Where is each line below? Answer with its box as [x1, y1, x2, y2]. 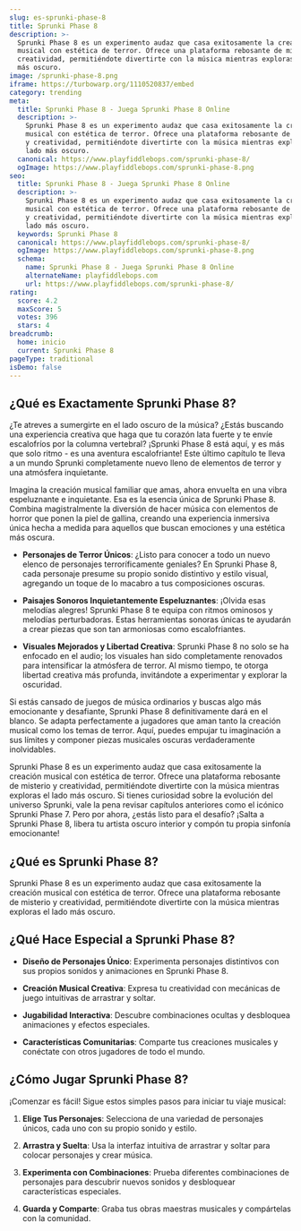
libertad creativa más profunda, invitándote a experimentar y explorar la [21, 670, 288, 680]
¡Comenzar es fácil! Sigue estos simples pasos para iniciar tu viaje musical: [9, 1096, 287, 1107]
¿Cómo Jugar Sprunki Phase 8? [9, 1072, 189, 1088]
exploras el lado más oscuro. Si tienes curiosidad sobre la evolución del [9, 790, 273, 801]
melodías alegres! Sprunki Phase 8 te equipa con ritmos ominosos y [21, 605, 273, 616]
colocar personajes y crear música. [21, 1150, 153, 1160]
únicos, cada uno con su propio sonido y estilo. [21, 1123, 197, 1133]
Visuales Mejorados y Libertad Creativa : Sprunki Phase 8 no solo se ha [21, 641, 289, 652]
